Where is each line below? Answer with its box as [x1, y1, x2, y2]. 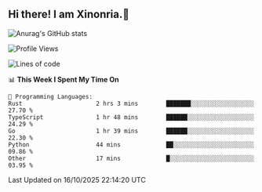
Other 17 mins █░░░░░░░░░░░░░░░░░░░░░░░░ [8, 154, 255, 162]
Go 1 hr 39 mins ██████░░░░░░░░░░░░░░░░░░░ [8, 127, 255, 135]
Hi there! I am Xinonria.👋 [8, 8, 130, 21]
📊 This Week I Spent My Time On [8, 74, 119, 84]
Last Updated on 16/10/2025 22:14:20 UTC [8, 175, 147, 184]
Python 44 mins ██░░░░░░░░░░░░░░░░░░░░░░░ [8, 140, 255, 149]
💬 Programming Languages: [8, 92, 93, 100]
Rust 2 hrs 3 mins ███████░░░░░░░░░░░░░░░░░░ [8, 100, 255, 107]
